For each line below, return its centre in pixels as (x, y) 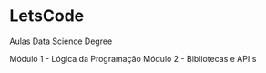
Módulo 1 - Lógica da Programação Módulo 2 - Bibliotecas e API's (133, 58)
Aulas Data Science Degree (61, 41)
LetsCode (47, 16)
